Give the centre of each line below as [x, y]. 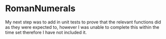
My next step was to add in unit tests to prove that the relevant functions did [83, 22]
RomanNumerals [41, 9]
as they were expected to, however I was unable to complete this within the [82, 27]
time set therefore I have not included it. [46, 32]
